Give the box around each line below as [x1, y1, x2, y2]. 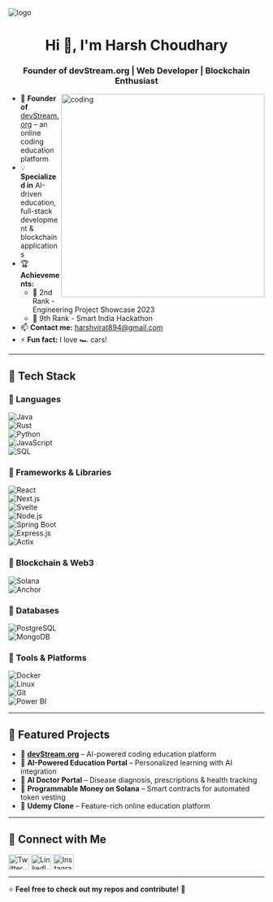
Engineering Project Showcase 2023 [32, 305, 155, 314]
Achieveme [19, 271, 60, 280]
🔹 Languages [8, 393, 61, 405]
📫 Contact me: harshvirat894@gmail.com [19, 323, 164, 332]
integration [19, 766, 57, 776]
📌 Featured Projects [8, 727, 110, 741]
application [19, 241, 58, 251]
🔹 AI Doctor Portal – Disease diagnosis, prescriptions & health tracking [19, 775, 258, 785]
